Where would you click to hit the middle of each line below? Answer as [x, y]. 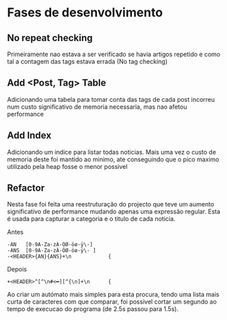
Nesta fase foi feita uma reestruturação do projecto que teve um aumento [111, 204]
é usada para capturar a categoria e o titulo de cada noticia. [91, 219]
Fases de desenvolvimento [85, 13]
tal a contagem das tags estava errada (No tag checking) [88, 62]
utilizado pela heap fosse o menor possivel [67, 166]
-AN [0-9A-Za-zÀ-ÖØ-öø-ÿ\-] [50, 245]
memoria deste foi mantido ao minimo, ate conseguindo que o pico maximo [113, 159]
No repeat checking [50, 38]
